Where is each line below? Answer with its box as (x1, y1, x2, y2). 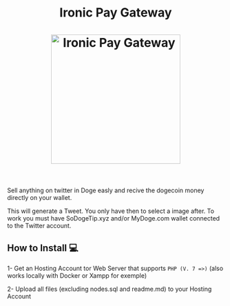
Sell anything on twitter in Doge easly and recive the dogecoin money (7, 186, 205, 194)
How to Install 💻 (7, 243, 79, 254)
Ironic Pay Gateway (59, 5, 172, 21)
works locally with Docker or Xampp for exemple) (7, 271, 147, 280)
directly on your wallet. (7, 193, 72, 201)
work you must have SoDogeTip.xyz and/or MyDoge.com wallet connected (7, 214, 220, 222)
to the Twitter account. (7, 221, 72, 229)
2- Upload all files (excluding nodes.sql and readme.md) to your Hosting (7, 285, 212, 293)
